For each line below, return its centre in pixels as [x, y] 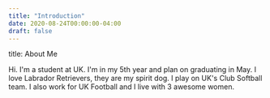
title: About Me [33, 54]
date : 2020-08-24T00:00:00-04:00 [65, 23]
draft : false [30, 31]
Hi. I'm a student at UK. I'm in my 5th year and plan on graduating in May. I [133, 70]
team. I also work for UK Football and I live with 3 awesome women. [122, 87]
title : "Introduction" [47, 16]
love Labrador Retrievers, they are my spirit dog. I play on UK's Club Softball [135, 79]
